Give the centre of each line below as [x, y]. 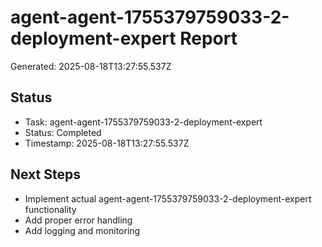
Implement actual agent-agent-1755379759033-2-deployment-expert [168, 198]
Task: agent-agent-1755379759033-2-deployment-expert [143, 122]
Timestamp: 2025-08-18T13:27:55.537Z [107, 143]
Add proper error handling [78, 220]
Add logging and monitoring [82, 230]
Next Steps [45, 174]
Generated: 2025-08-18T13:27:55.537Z [91, 66]
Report [208, 38]
